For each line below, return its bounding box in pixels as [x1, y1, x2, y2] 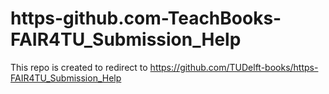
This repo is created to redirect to [10, 61, 148, 73]
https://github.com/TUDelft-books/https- [149, 61, 319, 73]
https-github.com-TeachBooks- [10, 7, 282, 30]
